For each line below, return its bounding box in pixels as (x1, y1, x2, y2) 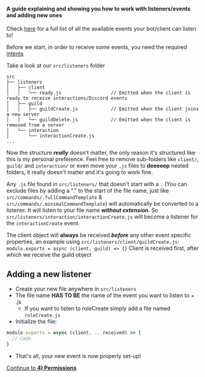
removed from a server (6, 122, 64, 128)
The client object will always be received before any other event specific (6, 231, 191, 239)
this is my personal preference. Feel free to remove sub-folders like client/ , (6, 155, 199, 163)
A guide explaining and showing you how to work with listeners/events (6, 5, 191, 12)
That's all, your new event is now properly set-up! (15, 352, 141, 359)
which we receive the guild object (6, 251, 92, 258)
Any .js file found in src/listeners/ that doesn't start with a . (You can (6, 181, 187, 188)
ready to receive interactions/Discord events (6, 95, 128, 101)
